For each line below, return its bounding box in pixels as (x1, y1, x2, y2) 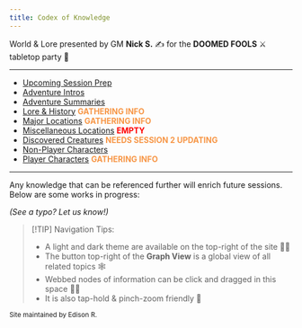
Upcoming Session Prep (22, 77, 112, 88)
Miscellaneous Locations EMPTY (22, 125, 146, 136)
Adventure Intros (22, 86, 85, 97)
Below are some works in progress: (9, 189, 140, 199)
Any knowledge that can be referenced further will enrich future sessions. (9, 179, 283, 190)
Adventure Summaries (22, 96, 106, 107)
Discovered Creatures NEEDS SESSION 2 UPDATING (22, 134, 218, 145)
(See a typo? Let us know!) (9, 206, 110, 217)
